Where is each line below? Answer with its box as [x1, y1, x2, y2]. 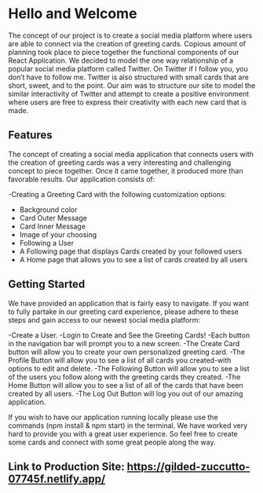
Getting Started [8, 278, 86, 291]
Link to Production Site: [8, 460, 126, 473]
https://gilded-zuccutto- [126, 460, 250, 473]
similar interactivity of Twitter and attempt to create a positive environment [8, 89, 250, 98]
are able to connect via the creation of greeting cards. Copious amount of [8, 38, 247, 48]
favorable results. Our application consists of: [8, 174, 155, 184]
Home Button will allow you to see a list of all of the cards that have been [8, 380, 243, 389]
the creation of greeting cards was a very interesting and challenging [8, 158, 232, 167]
